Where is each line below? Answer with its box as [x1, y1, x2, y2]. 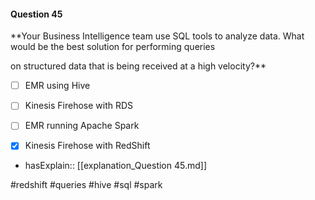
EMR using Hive [24, 80, 91, 92]
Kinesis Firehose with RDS [24, 100, 134, 112]
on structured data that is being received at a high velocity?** [10, 60, 267, 72]
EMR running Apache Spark [24, 120, 140, 132]
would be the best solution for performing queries [10, 41, 216, 53]
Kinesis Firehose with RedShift [24, 140, 151, 152]
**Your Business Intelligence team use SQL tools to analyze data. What [10, 30, 305, 42]
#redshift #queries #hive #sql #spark [10, 179, 163, 191]
